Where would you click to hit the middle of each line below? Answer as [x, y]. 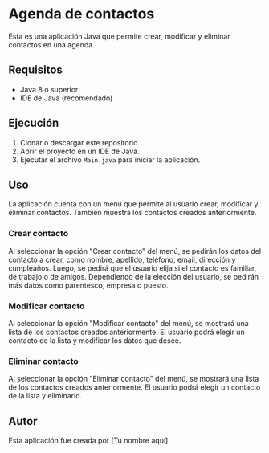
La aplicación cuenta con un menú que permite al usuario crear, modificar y [133, 204]
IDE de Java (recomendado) [66, 98]
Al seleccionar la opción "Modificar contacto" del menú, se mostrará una [128, 323]
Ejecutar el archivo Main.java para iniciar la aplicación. [110, 159]
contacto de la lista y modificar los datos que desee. [95, 340]
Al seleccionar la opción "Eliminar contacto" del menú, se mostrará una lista [134, 379]
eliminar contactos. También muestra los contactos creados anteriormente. [132, 213]
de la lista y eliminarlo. [45, 396]
